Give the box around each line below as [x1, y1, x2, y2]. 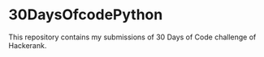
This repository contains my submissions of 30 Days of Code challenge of [8, 32, 257, 42]
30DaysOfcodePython [8, 6, 163, 24]
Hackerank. [8, 40, 47, 50]
